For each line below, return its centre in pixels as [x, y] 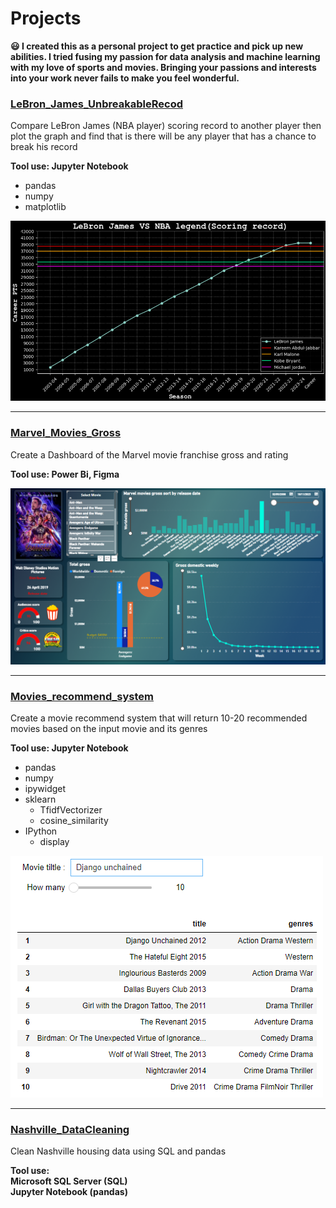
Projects [46, 18]
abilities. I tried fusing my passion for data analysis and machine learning [165, 56]
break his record [44, 147]
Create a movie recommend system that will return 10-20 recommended [159, 718]
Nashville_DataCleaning [70, 1129]
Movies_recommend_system [82, 696]
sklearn [40, 799]
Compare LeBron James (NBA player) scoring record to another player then [166, 126]
